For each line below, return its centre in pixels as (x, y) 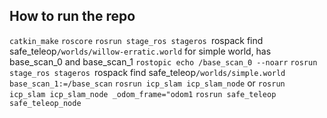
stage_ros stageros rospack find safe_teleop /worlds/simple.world (147, 72)
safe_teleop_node (45, 103)
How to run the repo (72, 16)
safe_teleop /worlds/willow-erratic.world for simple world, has (140, 51)
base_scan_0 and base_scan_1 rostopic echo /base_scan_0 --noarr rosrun (163, 61)
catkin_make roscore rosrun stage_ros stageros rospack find (136, 40)
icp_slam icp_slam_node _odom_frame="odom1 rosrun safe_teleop (143, 94)
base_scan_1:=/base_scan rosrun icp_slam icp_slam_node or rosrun (147, 83)
